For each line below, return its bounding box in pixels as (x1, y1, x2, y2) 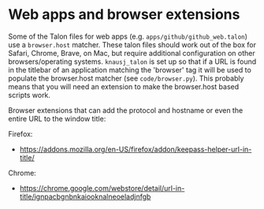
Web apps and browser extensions (8, 6, 240, 24)
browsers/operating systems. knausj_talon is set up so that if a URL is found (8, 57, 257, 66)
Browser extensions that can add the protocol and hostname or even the (8, 105, 244, 115)
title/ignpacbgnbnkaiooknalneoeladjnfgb (19, 192, 151, 201)
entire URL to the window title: (8, 114, 106, 123)
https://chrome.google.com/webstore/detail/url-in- (19, 183, 185, 192)
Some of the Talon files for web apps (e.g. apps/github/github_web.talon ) (8, 32, 248, 41)
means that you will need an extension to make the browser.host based (8, 81, 240, 91)
